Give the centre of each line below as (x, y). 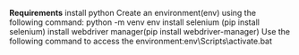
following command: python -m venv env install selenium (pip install (134, 22)
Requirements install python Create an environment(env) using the (133, 13)
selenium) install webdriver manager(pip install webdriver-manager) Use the (150, 31)
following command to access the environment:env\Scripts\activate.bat (141, 41)
